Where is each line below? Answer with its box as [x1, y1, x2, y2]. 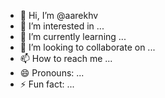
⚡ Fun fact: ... [19, 78, 75, 90]
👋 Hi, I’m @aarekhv [19, 10, 99, 21]
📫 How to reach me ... [19, 53, 113, 64]
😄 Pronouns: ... [19, 67, 85, 79]
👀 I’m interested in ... [19, 20, 105, 32]
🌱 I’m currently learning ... [19, 31, 127, 42]
